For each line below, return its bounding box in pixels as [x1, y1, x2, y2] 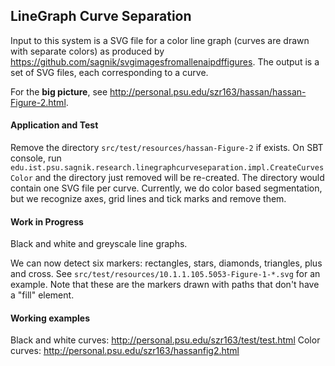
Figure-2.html [10, 96, 67, 108]
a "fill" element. [10, 289, 75, 301]
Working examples [10, 312, 90, 324]
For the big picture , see [10, 85, 108, 98]
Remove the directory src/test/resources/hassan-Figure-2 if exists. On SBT [10, 142, 324, 154]
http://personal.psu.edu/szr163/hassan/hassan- [109, 85, 307, 98]
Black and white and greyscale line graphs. [10, 238, 188, 250]
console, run [10, 152, 62, 164]
